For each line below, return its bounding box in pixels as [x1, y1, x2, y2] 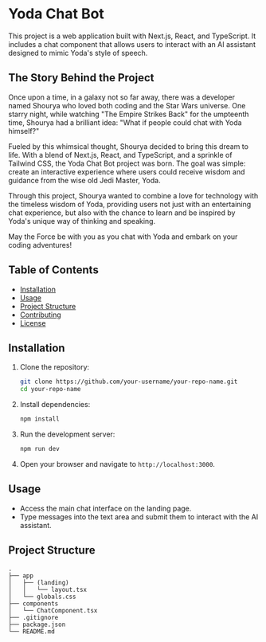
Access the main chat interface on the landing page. [19, 503, 192, 513]
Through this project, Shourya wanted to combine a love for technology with [8, 190, 259, 200]
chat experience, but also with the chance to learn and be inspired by [8, 208, 236, 217]
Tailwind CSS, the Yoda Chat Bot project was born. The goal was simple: [8, 159, 246, 168]
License [19, 318, 46, 327]
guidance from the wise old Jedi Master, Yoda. [8, 175, 161, 185]
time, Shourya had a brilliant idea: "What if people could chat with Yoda [8, 117, 242, 127]
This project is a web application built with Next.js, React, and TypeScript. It [8, 31, 256, 41]
